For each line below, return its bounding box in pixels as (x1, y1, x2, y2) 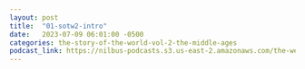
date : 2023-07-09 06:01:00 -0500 (9, 30, 144, 39)
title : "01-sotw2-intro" (9, 22, 107, 30)
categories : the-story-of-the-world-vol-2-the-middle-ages (9, 38, 238, 47)
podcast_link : (9, 47, 64, 56)
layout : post (9, 13, 59, 22)
